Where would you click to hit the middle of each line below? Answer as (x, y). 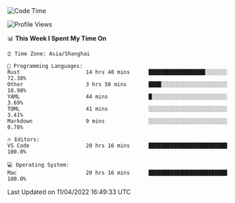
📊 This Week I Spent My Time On (57, 38)
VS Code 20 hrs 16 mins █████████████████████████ (117, 146)
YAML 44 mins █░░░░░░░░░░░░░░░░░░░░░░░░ (117, 97)
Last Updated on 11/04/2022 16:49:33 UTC (69, 192)
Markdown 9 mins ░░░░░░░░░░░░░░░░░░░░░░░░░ (117, 121)
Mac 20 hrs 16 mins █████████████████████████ (117, 173)
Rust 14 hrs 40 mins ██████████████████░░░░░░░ (117, 72)
